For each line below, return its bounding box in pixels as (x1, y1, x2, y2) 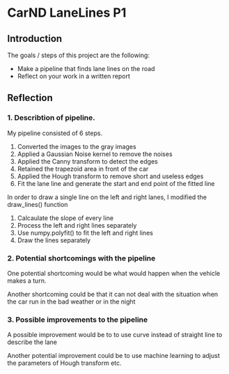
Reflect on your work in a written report (17, 72, 131, 80)
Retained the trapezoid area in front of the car (17, 164, 149, 173)
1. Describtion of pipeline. (7, 113, 95, 123)
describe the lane (7, 338, 58, 346)
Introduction (7, 33, 63, 45)
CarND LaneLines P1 (7, 5, 127, 21)
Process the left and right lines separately (17, 221, 137, 229)
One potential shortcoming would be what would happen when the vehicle (7, 269, 221, 277)
